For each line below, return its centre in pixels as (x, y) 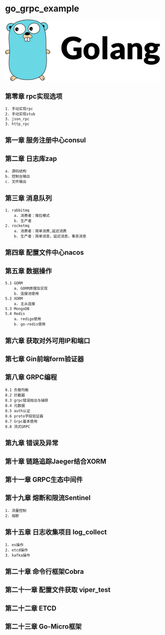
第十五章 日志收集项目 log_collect (56, 532)
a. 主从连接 (25, 304)
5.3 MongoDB (17, 309)
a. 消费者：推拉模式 (32, 216)
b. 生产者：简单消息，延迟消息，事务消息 (50, 237)
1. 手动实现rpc (19, 109)
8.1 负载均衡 (17, 390)
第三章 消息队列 (28, 198)
